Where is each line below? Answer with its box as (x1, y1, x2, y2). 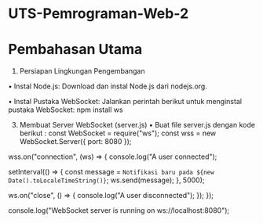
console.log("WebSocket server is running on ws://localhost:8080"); (8, 206, 230, 215)
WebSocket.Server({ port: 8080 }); (19, 137, 132, 146)
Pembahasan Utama (8, 41, 143, 59)
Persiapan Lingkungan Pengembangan (19, 67, 145, 76)
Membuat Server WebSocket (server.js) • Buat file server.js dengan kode (19, 120, 255, 130)
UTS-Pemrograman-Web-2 (8, 5, 189, 23)
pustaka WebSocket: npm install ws (8, 105, 123, 114)
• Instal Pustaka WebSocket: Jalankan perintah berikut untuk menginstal (8, 97, 242, 106)
